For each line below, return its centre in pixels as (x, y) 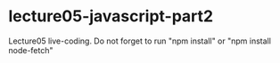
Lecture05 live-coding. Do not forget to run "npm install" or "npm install (140, 41)
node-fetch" (31, 50)
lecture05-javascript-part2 (111, 16)
